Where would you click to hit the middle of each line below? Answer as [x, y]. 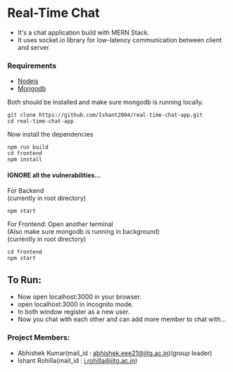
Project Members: [39, 337]
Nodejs [28, 81]
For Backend [26, 191]
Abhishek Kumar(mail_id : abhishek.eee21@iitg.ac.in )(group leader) [115, 353]
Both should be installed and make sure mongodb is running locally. [106, 102]
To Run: [25, 280]
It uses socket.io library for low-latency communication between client [119, 39]
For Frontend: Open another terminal [60, 224]
